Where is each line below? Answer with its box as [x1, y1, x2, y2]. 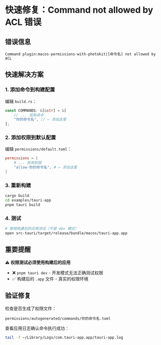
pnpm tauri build [5, 203, 40, 207]
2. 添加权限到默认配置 [5, 134, 56, 141]
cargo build [5, 193, 29, 198]
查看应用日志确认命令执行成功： [5, 325, 69, 331]
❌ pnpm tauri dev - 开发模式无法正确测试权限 [12, 269, 103, 276]
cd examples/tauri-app [5, 198, 51, 203]
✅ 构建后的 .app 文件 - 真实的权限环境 [12, 276, 89, 282]
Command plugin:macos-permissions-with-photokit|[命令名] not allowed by [5, 52, 156, 57]
